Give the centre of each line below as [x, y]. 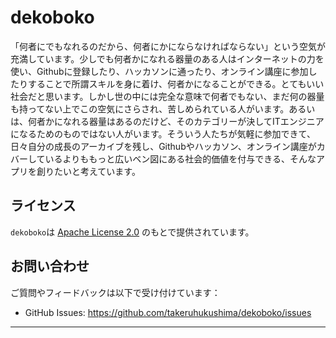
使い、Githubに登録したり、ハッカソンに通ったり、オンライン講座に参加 [159, 71]
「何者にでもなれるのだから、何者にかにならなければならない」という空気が [168, 46]
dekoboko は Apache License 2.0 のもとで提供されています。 [132, 232]
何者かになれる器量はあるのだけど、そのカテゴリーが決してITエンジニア [176, 121]
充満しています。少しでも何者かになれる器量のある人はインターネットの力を [167, 58]
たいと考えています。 [97, 171]
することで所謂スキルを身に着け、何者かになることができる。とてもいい [176, 83]
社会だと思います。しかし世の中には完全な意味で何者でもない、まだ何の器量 [167, 96]
